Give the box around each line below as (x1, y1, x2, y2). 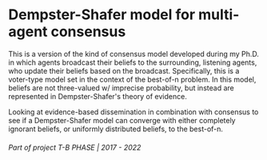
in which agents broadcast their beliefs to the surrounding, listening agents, (8, 58, 257, 67)
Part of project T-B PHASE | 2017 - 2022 (8, 142, 141, 152)
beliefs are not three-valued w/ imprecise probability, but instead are (8, 82, 234, 93)
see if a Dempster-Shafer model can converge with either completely (8, 115, 236, 125)
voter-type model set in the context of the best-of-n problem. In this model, (8, 74, 257, 84)
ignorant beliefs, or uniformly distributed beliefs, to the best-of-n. (8, 124, 224, 134)
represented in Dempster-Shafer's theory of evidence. (8, 91, 188, 101)
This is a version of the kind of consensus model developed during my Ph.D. (8, 49, 260, 58)
